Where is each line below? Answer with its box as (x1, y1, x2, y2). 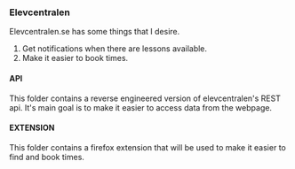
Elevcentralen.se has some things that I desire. (9, 27, 180, 37)
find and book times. (9, 151, 84, 162)
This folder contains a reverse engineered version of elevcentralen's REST (9, 93, 282, 104)
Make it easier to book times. (21, 53, 129, 64)
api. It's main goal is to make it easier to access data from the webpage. (9, 102, 273, 112)
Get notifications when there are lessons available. (21, 43, 207, 54)
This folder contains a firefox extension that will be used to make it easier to (9, 142, 286, 152)
